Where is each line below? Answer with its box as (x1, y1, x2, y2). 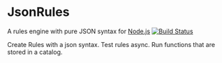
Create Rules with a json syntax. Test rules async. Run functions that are (7, 40, 215, 48)
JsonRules (7, 4, 70, 20)
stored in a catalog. (7, 48, 63, 56)
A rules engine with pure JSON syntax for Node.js (7, 27, 151, 35)
